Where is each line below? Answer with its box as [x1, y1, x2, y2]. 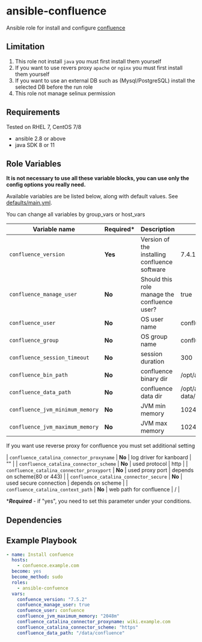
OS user [140, 315, 164, 324]
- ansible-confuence [17, 585, 69, 591]
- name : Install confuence [6, 552, 74, 558]
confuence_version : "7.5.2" [17, 596, 87, 602]
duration [140, 357, 165, 366]
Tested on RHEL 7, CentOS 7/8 [6, 123, 82, 130]
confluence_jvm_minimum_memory [9, 406, 99, 414]
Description [140, 225, 176, 233]
